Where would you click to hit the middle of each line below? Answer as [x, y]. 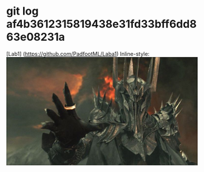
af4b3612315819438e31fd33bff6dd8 [102, 24]
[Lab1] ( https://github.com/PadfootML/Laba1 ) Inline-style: [78, 53]
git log [22, 11]
